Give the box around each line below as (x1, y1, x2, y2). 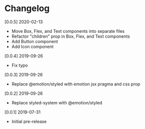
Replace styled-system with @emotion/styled (11, 100, 102, 105)
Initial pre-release (11, 118, 47, 124)
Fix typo (11, 62, 28, 68)
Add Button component (11, 38, 58, 44)
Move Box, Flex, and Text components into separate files (11, 28, 125, 34)
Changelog (4, 3, 50, 14)
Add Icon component (11, 43, 54, 49)
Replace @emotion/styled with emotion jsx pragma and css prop (11, 81, 141, 87)
